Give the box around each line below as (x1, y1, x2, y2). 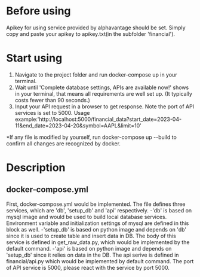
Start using (6, 51, 63, 65)
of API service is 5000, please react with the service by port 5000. (6, 264, 170, 271)
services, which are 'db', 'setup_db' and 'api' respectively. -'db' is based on (6, 206, 192, 214)
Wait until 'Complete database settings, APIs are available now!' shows (14, 84, 189, 91)
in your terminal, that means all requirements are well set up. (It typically (14, 90, 193, 97)
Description (6, 161, 66, 175)
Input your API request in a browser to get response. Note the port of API (14, 103, 195, 110)
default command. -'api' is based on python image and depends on (6, 245, 172, 252)
